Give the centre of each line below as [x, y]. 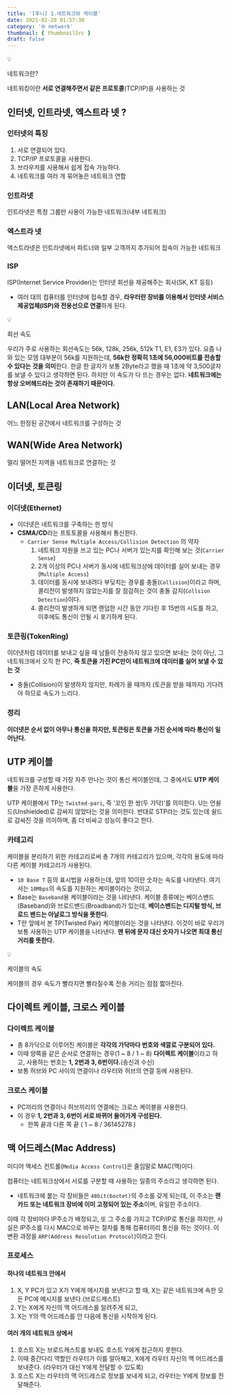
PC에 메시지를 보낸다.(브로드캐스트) [72, 1299]
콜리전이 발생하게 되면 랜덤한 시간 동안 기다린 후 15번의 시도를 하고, [128, 608]
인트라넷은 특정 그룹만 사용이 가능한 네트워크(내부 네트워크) [87, 212]
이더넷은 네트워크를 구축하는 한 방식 [65, 524]
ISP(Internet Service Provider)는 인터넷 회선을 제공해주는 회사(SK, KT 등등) [110, 282]
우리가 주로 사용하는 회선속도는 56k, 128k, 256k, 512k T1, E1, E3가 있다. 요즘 [111, 348]
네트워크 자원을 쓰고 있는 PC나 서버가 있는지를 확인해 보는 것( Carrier [131, 550]
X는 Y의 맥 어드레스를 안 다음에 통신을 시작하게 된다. [87, 1316]
